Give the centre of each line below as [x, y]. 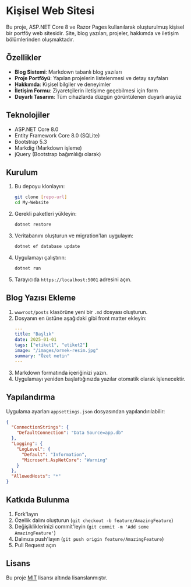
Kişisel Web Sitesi [50, 11]
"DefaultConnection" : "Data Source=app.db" [70, 433]
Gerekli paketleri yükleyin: [45, 214]
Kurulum [22, 172]
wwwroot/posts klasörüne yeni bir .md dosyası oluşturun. [81, 312]
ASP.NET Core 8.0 [36, 129]
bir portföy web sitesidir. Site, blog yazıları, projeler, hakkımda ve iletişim [93, 33]
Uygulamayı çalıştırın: [40, 257]
